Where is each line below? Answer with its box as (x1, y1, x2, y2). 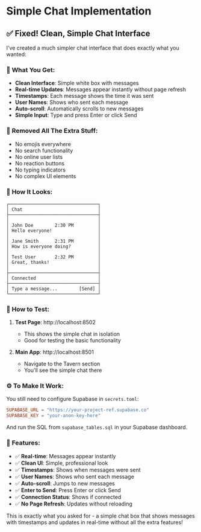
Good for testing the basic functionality (23, 337, 122, 344)
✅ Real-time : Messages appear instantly (14, 452, 116, 460)
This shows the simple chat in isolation (23, 330, 120, 338)
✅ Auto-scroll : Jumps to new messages (14, 479, 116, 487)
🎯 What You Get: (6, 65, 55, 74)
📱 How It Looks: (6, 187, 53, 196)
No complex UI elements (14, 172, 76, 179)
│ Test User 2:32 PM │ (6, 254, 101, 260)
